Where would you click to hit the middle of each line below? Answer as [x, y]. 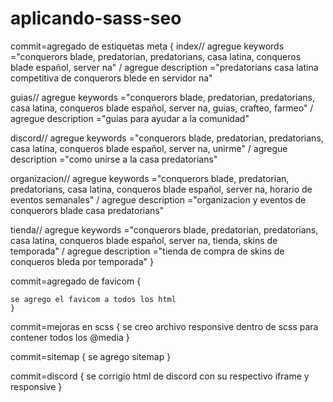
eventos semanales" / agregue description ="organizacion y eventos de [158, 199]
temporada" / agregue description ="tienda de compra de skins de [147, 251]
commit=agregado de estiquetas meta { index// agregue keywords [147, 46]
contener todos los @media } [70, 337]
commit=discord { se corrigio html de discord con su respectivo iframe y [160, 376]
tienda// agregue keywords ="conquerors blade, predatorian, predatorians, [164, 229]
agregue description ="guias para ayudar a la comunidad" [130, 118]
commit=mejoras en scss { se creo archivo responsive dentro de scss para [164, 326]
